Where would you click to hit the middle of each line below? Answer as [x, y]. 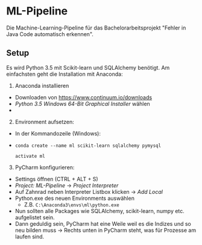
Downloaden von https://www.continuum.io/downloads [84, 97]
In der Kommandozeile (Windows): [58, 133]
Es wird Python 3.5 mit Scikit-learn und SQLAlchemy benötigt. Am [88, 67]
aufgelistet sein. [35, 217]
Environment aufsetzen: [44, 122]
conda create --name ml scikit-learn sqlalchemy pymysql [88, 146]
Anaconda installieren [42, 85]
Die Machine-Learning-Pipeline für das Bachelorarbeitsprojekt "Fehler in [96, 28]
